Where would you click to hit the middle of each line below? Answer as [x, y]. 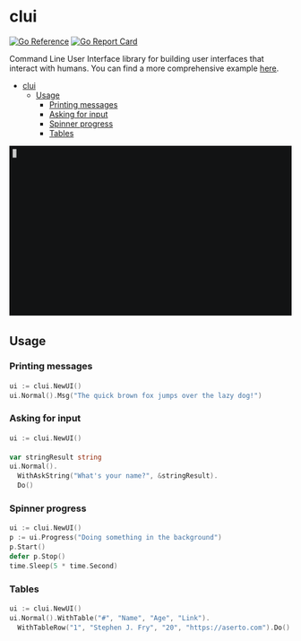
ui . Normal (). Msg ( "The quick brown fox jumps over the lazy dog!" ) [136, 395]
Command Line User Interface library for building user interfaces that [137, 58]
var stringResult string [56, 457]
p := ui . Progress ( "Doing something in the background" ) [116, 538]
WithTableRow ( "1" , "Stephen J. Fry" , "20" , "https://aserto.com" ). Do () [154, 628]
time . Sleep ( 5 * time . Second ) [64, 566]
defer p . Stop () [38, 557]
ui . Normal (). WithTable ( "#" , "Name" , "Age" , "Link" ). [110, 618]
